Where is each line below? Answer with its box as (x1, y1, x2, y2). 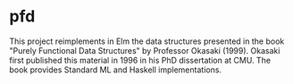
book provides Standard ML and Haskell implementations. (9, 64, 222, 75)
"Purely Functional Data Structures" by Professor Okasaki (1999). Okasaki (9, 45, 280, 55)
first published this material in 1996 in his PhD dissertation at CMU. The (9, 55, 271, 65)
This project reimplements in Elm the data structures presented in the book (9, 36, 285, 46)
